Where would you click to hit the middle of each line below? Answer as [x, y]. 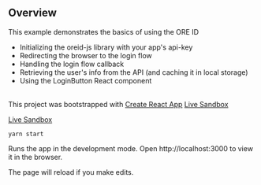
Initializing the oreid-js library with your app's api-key [106, 47]
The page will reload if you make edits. [71, 172]
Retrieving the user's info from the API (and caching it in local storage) [134, 72]
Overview [33, 13]
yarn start [26, 134]
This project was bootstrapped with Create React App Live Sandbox [118, 104]
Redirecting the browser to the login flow [86, 55]
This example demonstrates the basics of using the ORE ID [104, 31]
